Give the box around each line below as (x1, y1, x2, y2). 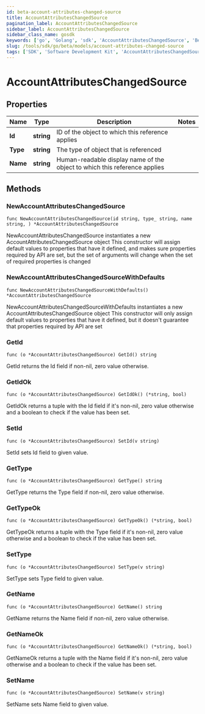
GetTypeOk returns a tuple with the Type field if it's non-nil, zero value (6, 528, 183, 535)
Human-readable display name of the (56, 155, 165, 164)
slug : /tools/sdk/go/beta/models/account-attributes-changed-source (6, 43, 184, 50)
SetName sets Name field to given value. (6, 701, 109, 708)
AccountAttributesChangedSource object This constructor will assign (6, 238, 181, 246)
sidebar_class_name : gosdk (6, 32, 75, 38)
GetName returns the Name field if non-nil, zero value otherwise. (6, 614, 170, 622)
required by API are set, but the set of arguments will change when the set (6, 251, 193, 259)
